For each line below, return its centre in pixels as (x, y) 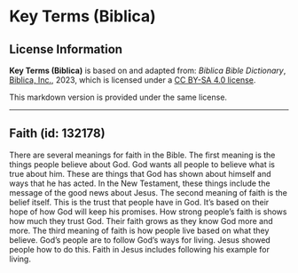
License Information (66, 49)
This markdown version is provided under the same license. (118, 97)
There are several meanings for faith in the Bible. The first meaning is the (142, 155)
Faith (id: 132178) (57, 134)
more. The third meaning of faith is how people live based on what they (139, 230)
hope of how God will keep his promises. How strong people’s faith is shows (148, 212)
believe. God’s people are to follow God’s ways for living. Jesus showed (140, 240)
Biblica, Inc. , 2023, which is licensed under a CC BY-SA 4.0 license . (133, 80)
